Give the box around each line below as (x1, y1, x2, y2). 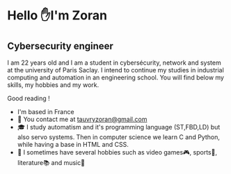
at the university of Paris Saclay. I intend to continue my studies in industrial (7, 66, 224, 74)
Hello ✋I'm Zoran (7, 8, 108, 24)
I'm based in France (17, 108, 74, 116)
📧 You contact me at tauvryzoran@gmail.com (17, 115, 148, 123)
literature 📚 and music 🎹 (17, 159, 86, 166)
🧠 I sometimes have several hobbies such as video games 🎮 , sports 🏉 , (17, 148, 218, 156)
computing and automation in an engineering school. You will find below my (7, 73, 225, 81)
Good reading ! (7, 94, 50, 102)
